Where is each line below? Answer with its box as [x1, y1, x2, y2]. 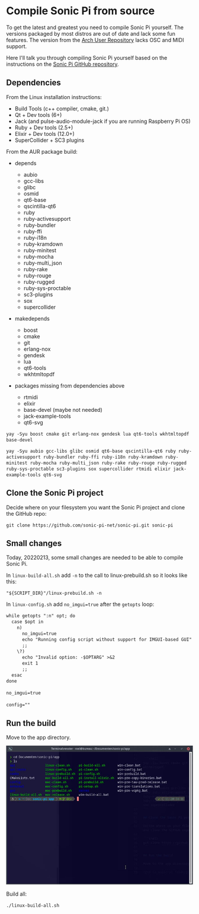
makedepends [14, 315, 50, 322]
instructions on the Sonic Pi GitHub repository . [6, 61, 120, 68]
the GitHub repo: [6, 510, 47, 517]
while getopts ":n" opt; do [6, 613, 76, 619]
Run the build [6, 718, 56, 728]
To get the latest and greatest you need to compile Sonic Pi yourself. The [6, 24, 184, 31]
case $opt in [11, 619, 44, 625]
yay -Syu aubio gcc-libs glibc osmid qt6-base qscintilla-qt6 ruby [6, 448, 176, 454]
